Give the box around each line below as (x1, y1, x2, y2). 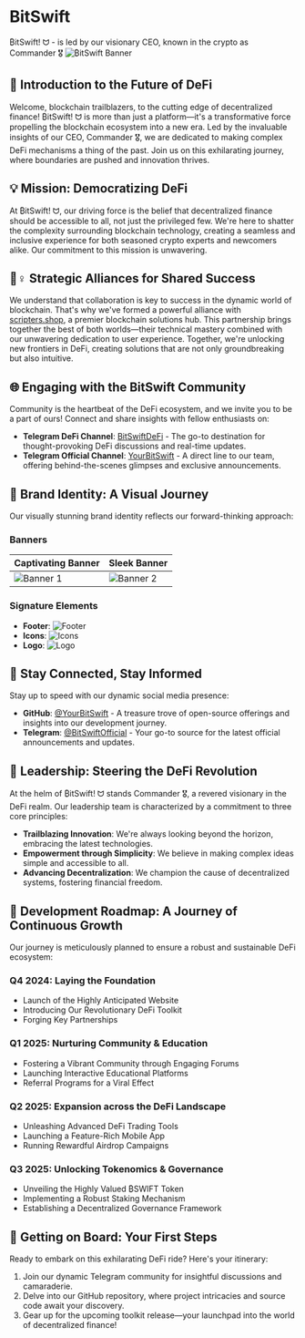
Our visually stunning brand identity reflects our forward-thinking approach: (9, 510, 294, 521)
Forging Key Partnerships (22, 1014, 118, 1025)
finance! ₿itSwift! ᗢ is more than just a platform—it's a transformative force (9, 111, 291, 122)
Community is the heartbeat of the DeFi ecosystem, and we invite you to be (9, 404, 293, 415)
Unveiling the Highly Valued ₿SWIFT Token (22, 1183, 185, 1195)
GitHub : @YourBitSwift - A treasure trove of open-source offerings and (22, 708, 290, 719)
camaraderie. (22, 1281, 73, 1292)
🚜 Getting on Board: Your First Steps (9, 1229, 218, 1245)
